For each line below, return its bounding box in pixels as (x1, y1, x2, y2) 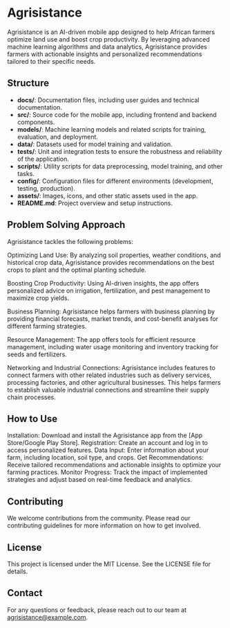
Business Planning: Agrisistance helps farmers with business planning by (7, 307, 215, 315)
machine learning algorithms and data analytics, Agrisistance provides (7, 42, 207, 51)
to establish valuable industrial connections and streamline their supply (7, 385, 209, 394)
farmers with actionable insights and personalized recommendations (7, 50, 202, 58)
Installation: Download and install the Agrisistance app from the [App (7, 431, 203, 439)
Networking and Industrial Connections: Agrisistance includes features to (7, 363, 215, 372)
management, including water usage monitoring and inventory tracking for (7, 342, 219, 351)
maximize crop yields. (7, 293, 70, 302)
